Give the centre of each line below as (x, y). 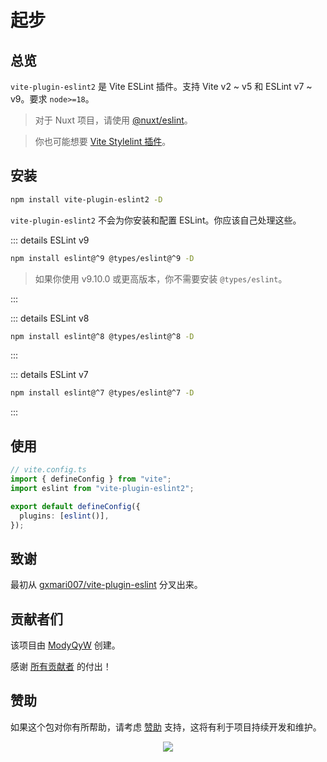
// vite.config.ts (48, 470)
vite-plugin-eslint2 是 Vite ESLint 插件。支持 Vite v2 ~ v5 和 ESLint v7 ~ (161, 86)
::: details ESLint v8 (50, 318)
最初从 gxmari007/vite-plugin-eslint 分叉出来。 (106, 585)
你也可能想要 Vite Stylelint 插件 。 (103, 141)
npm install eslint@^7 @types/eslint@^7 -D (102, 393)
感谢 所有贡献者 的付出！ (61, 666)
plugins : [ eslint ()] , (64, 516)
